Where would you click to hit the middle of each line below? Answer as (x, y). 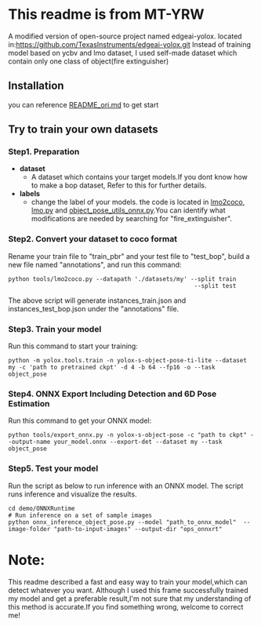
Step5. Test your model (53, 468)
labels (30, 194)
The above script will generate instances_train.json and (97, 300)
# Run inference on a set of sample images (80, 515)
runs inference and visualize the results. (72, 494)
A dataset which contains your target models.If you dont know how (140, 177)
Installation (36, 86)
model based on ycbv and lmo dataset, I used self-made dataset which (123, 53)
